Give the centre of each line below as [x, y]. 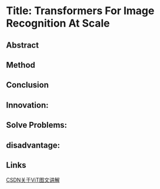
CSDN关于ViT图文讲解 [33, 180]
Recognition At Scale [58, 23]
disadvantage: [33, 145]
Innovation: [27, 105]
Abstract [23, 45]
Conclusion [28, 85]
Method [21, 65]
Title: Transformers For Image [80, 11]
